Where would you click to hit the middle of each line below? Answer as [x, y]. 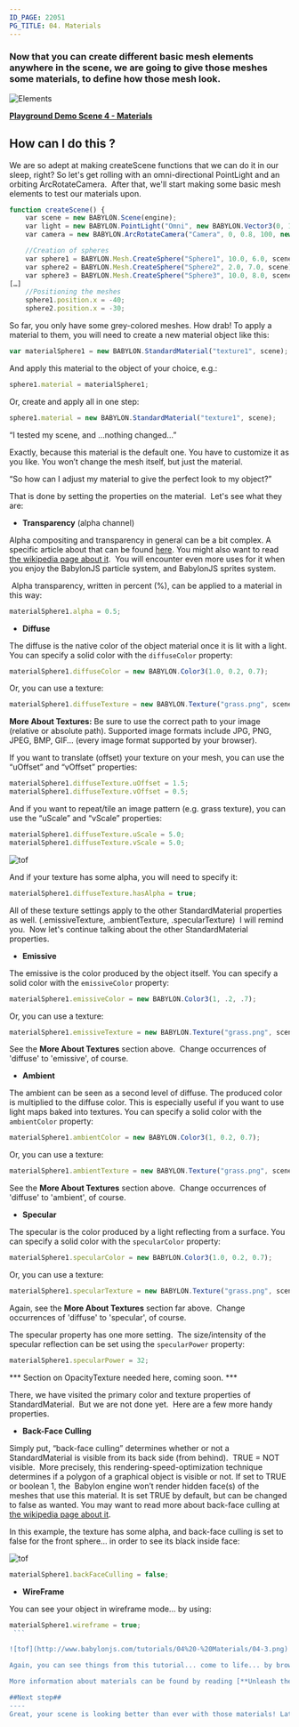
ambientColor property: [51, 1121]
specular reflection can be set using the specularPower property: [127, 1344]
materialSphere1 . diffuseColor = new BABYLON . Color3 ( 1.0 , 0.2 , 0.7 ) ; [139, 671]
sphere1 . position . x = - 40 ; [75, 300]
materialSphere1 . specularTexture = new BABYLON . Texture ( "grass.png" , [141, 1291]
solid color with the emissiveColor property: [89, 982]
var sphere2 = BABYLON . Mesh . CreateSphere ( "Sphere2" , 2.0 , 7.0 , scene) [159, 267]
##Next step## [36, 1698]
